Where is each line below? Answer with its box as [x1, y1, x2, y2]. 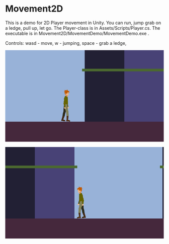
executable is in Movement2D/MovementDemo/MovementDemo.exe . [5, 30, 149, 36]
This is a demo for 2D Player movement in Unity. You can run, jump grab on [5, 20, 161, 26]
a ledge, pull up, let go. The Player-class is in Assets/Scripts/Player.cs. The [5, 25, 160, 31]
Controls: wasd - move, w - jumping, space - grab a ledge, [5, 40, 127, 46]
